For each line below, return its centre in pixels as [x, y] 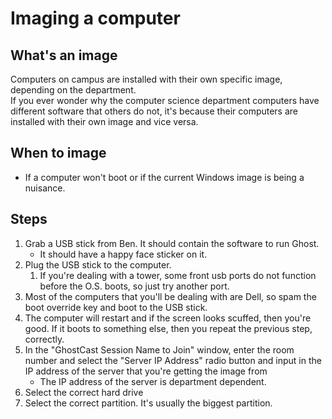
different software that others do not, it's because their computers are [154, 111]
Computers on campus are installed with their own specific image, [146, 79]
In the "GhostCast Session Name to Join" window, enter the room [159, 349]
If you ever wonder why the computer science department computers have [165, 100]
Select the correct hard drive [84, 392]
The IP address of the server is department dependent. [153, 381]
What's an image [64, 55]
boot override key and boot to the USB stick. [116, 307]
